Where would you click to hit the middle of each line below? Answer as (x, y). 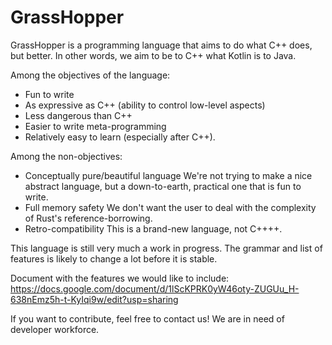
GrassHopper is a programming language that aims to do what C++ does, (161, 45)
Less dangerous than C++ (78, 115)
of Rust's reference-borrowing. (88, 218)
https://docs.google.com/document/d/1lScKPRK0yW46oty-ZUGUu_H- (155, 288)
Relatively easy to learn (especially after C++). (120, 137)
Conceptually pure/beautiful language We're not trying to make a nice (168, 175)
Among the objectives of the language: (90, 75)
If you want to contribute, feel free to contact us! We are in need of (147, 318)
